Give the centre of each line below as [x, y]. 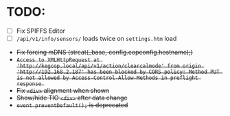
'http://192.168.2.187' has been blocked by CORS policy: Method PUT [118, 72]
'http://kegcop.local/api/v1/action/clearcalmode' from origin [109, 66]
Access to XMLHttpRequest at [58, 60]
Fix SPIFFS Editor [41, 31]
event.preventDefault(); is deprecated [72, 105]
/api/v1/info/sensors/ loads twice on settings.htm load [96, 39]
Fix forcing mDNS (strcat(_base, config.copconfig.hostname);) [105, 53]
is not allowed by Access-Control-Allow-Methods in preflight [107, 78]
